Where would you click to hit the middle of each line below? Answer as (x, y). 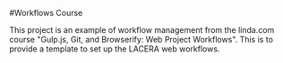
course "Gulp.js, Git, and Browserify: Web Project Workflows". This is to (141, 39)
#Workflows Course (46, 13)
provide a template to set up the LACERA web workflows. (115, 49)
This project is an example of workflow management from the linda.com (142, 30)
